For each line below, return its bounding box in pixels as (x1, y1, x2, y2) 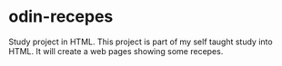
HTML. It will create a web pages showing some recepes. (8, 45, 224, 56)
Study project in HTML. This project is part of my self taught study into (8, 36, 274, 47)
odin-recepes (8, 6, 114, 27)
